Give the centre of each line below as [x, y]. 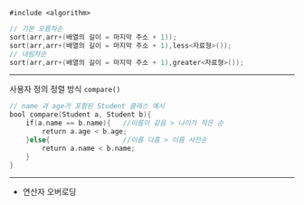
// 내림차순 [28, 54]
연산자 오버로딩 [49, 192]
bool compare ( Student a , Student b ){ [81, 115]
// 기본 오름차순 [36, 29]
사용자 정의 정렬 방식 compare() [65, 89]
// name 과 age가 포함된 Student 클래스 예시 [87, 107]
